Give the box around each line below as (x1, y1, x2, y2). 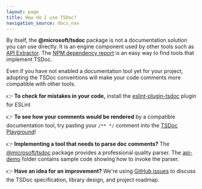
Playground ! (6, 128, 36, 136)
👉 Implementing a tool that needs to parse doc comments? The (6, 140, 170, 148)
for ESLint (6, 101, 31, 109)
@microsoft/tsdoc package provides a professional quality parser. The (6, 149, 181, 156)
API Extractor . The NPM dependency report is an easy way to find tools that (6, 50, 194, 57)
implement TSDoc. (6, 56, 52, 63)
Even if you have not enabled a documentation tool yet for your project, (6, 68, 183, 75)
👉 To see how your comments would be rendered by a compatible (6, 113, 176, 121)
